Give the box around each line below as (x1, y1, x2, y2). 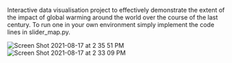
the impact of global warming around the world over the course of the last (7, 13, 218, 21)
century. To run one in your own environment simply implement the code (7, 21, 215, 28)
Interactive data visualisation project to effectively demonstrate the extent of (7, 6, 225, 14)
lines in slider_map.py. (7, 28, 71, 36)
